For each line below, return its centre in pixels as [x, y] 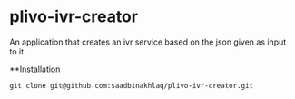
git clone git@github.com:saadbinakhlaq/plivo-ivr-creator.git [132, 85]
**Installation [35, 69]
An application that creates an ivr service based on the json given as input [148, 42]
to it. [18, 51]
